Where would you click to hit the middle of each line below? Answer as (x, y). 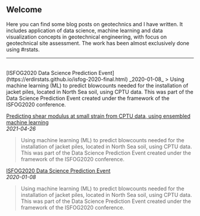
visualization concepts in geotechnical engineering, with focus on (87, 37)
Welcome (24, 10)
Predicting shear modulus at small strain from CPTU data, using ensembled (98, 116)
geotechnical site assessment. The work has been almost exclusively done (98, 43)
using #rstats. (23, 49)
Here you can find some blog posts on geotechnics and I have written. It (95, 24)
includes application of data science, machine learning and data (85, 30)
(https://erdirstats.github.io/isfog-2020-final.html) (67, 79)
